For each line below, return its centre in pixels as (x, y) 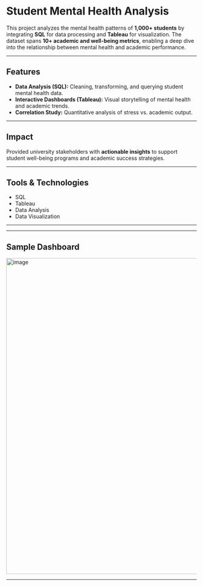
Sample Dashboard (43, 247)
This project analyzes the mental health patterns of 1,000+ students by (95, 28)
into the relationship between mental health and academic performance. (96, 47)
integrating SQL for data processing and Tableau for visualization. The (94, 34)
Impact (20, 137)
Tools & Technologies (47, 183)
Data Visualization (37, 217)
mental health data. (39, 93)
